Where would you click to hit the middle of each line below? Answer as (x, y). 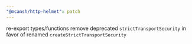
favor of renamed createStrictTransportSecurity (66, 34)
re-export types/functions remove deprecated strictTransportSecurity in (96, 28)
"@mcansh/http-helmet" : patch (43, 11)
